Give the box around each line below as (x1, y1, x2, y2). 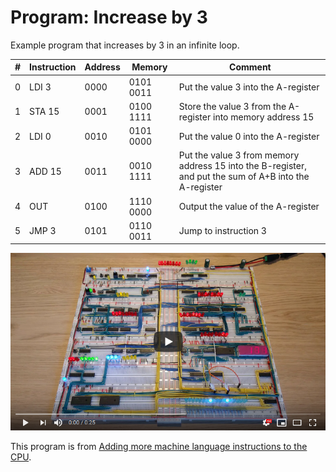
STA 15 (29, 106, 60, 118)
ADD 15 (29, 165, 62, 177)
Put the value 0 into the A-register (178, 130, 320, 142)
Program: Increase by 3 (10, 6, 208, 29)
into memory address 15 (212, 111, 315, 123)
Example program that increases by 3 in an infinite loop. (10, 39, 240, 51)
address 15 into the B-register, (178, 160, 307, 172)
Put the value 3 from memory (178, 149, 300, 161)
